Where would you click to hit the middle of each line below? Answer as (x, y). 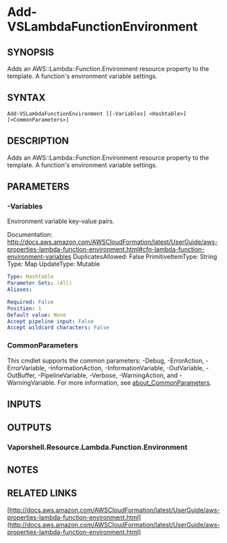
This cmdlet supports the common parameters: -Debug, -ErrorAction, (106, 361)
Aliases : (20, 290)
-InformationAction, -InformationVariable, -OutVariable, (126, 368)
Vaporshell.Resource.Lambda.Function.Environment (97, 448)
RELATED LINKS (42, 494)
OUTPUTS (29, 428)
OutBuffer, (22, 375)
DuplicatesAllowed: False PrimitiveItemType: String (145, 257)
